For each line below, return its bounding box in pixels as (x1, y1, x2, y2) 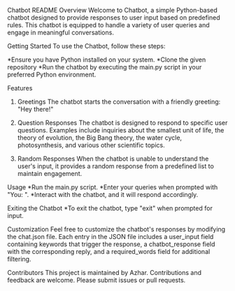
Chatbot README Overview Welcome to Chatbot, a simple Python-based (7, 6, 218, 14)
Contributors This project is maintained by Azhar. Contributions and (7, 269, 201, 276)
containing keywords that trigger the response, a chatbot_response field (7, 240, 215, 248)
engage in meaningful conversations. (7, 28, 114, 36)
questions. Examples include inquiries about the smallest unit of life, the (17, 126, 225, 134)
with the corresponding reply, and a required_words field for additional (7, 248, 211, 255)
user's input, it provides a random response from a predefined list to (17, 162, 215, 170)
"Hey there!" (17, 105, 54, 113)
